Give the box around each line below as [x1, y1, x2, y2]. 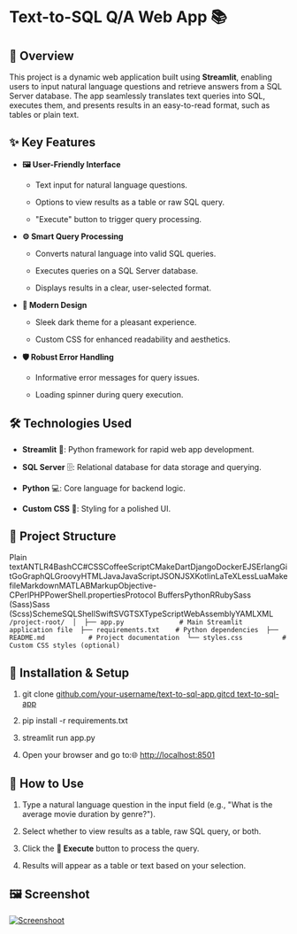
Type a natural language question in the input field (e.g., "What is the [21, 799, 273, 810]
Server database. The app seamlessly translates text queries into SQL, [9, 90, 266, 101]
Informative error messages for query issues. [34, 372, 201, 382]
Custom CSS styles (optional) [9, 641, 121, 651]
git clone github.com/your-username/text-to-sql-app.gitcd [21, 689, 236, 699]
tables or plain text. [9, 110, 80, 120]
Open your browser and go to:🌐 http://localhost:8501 [21, 750, 215, 760]
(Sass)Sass [9, 599, 50, 610]
